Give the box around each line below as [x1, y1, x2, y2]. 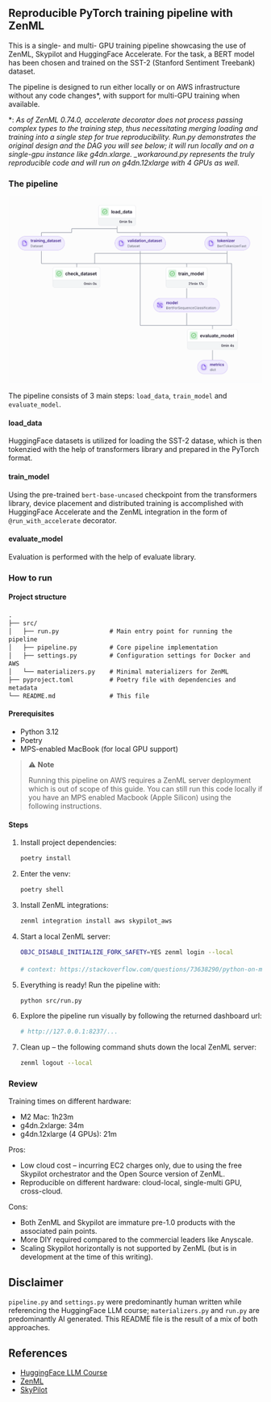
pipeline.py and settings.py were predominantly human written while [8, 1297, 242, 1307]
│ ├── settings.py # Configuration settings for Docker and [8, 651, 251, 660]
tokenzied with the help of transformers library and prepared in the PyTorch [8, 445, 260, 454]
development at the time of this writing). [19, 1252, 153, 1262]
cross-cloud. [19, 1186, 63, 1196]
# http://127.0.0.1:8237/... [19, 1028, 119, 1036]
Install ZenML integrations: [19, 901, 109, 910]
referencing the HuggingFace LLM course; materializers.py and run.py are [8, 1306, 260, 1315]
